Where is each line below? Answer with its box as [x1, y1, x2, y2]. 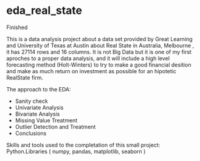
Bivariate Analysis [15, 110, 60, 117]
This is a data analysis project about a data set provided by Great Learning [6, 35, 193, 42]
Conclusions [15, 130, 47, 137]
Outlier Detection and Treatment [15, 123, 96, 130]
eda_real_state [6, 4, 83, 18]
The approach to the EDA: [6, 85, 71, 93]
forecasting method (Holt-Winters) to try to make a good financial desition [6, 61, 191, 68]
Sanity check [15, 97, 49, 105]
